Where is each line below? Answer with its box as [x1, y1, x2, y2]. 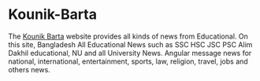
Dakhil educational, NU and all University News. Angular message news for [8, 48, 252, 57]
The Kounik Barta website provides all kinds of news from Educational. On [8, 31, 248, 41]
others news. [8, 64, 51, 74]
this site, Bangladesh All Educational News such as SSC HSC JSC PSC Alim [8, 39, 253, 49]
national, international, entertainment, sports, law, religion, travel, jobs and [8, 57, 248, 66]
